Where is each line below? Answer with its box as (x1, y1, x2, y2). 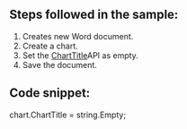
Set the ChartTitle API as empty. (22, 49, 139, 61)
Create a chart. (22, 40, 78, 51)
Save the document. (22, 59, 97, 70)
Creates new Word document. (22, 30, 134, 41)
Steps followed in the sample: (9, 7, 179, 22)
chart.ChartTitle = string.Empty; (9, 109, 127, 120)
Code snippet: (9, 85, 91, 101)
